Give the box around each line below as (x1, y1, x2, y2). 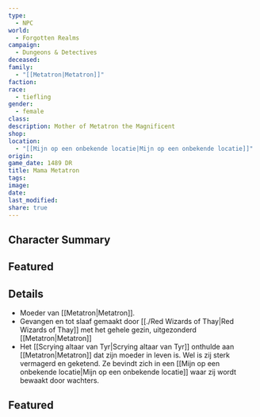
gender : (8, 100, 34, 108)
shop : (8, 129, 26, 137)
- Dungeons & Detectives (15, 48, 97, 56)
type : (8, 11, 26, 20)
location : (8, 137, 41, 145)
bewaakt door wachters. (19, 375, 100, 385)
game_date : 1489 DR (8, 160, 73, 168)
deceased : (8, 56, 41, 64)
